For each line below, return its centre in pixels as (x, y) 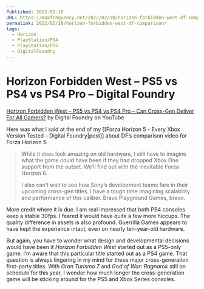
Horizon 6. (34, 173)
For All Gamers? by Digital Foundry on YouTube (65, 117)
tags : (13, 29)
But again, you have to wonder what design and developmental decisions (98, 241)
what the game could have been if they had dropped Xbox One (100, 160)
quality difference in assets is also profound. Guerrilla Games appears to (97, 222)
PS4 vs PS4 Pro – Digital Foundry (91, 94)
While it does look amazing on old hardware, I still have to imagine (104, 154)
